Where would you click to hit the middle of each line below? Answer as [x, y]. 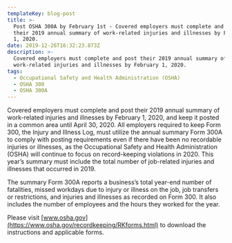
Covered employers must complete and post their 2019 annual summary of [114, 110]
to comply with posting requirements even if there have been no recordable [115, 139]
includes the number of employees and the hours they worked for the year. [114, 204]
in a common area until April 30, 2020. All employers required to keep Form [114, 125]
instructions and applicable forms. [56, 233]
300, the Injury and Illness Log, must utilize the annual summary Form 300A [115, 133]
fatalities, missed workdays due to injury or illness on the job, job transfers [113, 190]
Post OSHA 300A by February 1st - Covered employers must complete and [119, 26]
